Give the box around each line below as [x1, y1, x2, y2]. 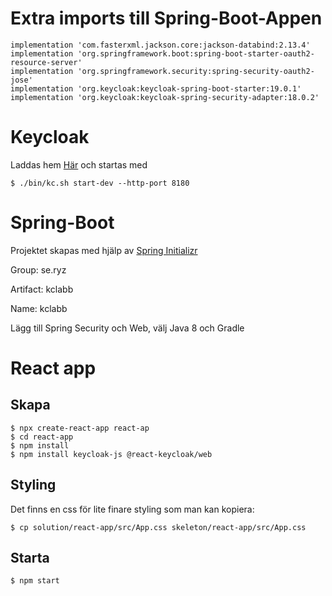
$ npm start [10, 576, 60, 586]
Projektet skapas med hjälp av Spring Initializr [10, 244, 198, 256]
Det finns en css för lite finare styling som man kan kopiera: [10, 503, 255, 515]
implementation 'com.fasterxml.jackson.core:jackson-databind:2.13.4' [10, 40, 311, 50]
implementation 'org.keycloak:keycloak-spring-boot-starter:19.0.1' [10, 83, 302, 94]
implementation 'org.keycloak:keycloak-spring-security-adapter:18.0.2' [10, 92, 320, 102]
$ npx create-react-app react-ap [10, 423, 150, 433]
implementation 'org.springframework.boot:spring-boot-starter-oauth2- [10, 48, 315, 59]
